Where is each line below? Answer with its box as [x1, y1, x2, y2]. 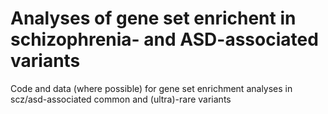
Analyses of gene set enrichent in [10, 7, 297, 30]
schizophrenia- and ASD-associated [10, 28, 319, 51]
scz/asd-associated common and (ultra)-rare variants [10, 93, 232, 105]
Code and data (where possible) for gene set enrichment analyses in [10, 82, 293, 94]
